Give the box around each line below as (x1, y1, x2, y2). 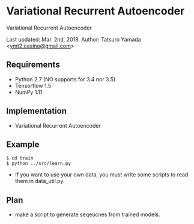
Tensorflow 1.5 (14, 82, 52, 89)
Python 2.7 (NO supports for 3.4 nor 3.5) (14, 75, 116, 82)
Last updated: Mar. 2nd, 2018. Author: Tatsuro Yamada (6, 36, 141, 43)
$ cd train (6, 155, 34, 161)
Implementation (6, 106, 67, 116)
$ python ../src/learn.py (6, 161, 71, 167)
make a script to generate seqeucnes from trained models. (14, 211, 160, 218)
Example (6, 139, 40, 149)
